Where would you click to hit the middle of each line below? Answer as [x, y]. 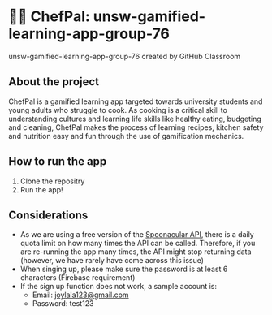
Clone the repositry [52, 181]
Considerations [48, 215]
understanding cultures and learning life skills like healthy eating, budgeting [135, 119]
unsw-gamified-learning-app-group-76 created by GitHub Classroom [125, 56]
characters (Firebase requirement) [78, 278]
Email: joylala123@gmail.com [80, 295]
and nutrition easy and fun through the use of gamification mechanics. [126, 136]
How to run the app [58, 162]
